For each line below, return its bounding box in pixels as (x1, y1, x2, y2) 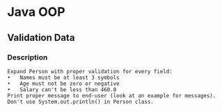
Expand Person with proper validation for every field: (7, 68, 173, 75)
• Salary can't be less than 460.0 (7, 86, 117, 93)
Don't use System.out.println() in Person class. (7, 98, 154, 105)
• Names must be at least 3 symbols (7, 74, 120, 81)
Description (7, 53, 48, 62)
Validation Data (7, 32, 75, 44)
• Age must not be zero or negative (7, 80, 120, 87)
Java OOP (7, 4, 65, 20)
